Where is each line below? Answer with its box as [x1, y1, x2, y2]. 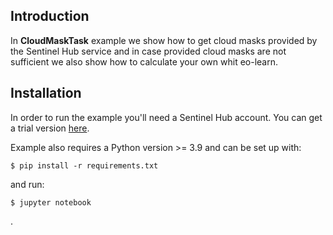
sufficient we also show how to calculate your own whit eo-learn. [10, 55, 279, 68]
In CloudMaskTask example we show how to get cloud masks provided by [10, 34, 318, 46]
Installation [10, 85, 82, 102]
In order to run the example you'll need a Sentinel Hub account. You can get [10, 111, 323, 123]
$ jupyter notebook [10, 197, 92, 208]
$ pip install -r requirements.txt [10, 160, 159, 171]
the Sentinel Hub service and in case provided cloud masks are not [10, 45, 287, 57]
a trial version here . [10, 122, 90, 134]
